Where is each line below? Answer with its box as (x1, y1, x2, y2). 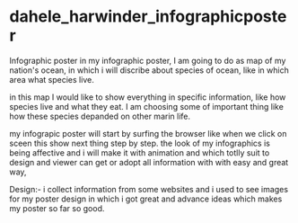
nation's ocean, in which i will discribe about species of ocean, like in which (9, 65, 289, 76)
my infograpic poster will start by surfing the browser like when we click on (9, 128, 287, 138)
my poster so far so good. (9, 202, 105, 213)
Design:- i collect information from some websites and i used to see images (9, 183, 289, 194)
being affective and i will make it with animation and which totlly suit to (9, 147, 270, 158)
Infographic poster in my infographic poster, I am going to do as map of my (9, 55, 286, 66)
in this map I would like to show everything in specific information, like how (9, 92, 286, 103)
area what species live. (9, 74, 94, 85)
